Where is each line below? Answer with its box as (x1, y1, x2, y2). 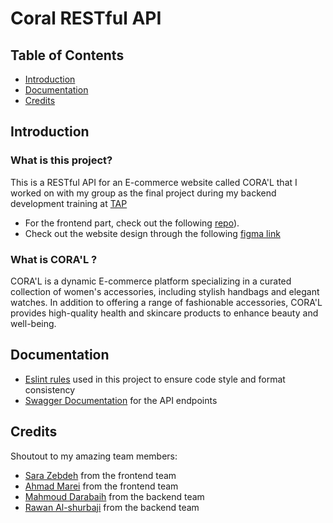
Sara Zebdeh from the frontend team (24, 469, 177, 481)
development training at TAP (10, 197, 128, 209)
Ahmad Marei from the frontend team (24, 480, 179, 492)
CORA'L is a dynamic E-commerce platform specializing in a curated (10, 275, 292, 287)
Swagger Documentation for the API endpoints (24, 394, 218, 406)
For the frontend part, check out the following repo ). (24, 217, 240, 229)
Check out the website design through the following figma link (24, 227, 281, 239)
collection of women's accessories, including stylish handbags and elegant (10, 285, 320, 297)
